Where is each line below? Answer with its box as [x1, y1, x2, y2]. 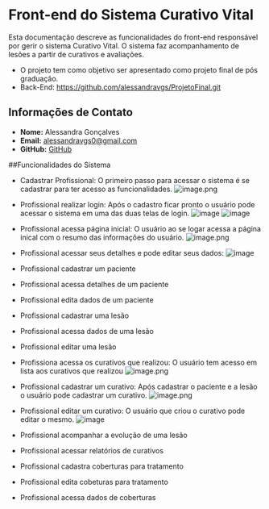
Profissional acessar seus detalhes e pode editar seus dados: [19, 248, 224, 257]
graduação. [19, 73, 59, 83]
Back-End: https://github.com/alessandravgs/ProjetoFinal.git [19, 82, 221, 92]
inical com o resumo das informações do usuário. [19, 232, 184, 242]
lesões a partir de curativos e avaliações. [8, 49, 145, 59]
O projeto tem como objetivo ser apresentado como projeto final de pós [19, 65, 258, 74]
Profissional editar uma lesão [19, 341, 117, 352]
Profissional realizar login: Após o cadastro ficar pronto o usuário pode [19, 199, 255, 209]
